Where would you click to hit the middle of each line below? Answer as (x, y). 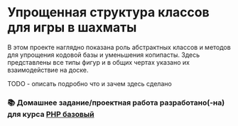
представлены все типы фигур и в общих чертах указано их (99, 62)
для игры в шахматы (72, 27)
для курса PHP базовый (51, 114)
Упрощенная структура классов (108, 12)
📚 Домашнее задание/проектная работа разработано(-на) (116, 103)
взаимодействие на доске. (48, 70)
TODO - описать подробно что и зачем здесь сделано (90, 83)
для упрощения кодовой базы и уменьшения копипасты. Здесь (104, 55)
